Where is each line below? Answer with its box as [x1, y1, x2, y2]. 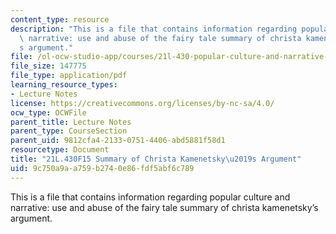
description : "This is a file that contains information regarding [10, 24, 298, 34]
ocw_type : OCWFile [10, 107, 87, 118]
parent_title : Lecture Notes [10, 117, 132, 127]
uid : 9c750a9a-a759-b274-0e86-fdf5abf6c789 [10, 163, 195, 173]
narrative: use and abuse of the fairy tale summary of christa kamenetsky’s [10, 201, 319, 213]
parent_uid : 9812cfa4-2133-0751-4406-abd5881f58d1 [10, 136, 226, 146]
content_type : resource [10, 14, 110, 25]
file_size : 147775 [10, 61, 87, 71]
